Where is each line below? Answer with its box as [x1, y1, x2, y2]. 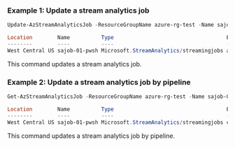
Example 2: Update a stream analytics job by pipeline [7, 77, 191, 87]
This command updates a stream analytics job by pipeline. [7, 132, 176, 140]
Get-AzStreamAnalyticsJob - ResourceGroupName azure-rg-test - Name [7, 93, 205, 100]
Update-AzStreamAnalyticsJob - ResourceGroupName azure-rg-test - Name [7, 22, 215, 29]
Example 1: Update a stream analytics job [7, 6, 150, 15]
